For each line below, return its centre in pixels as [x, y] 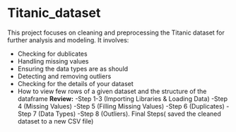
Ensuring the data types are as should [73, 68]
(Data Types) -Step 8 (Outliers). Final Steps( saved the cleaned [129, 114]
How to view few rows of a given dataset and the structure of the [112, 91]
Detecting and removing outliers [64, 76]
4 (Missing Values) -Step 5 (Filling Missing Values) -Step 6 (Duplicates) [121, 106]
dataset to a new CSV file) [55, 121]
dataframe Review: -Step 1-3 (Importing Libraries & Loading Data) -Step [123, 98]
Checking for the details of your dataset [76, 83]
